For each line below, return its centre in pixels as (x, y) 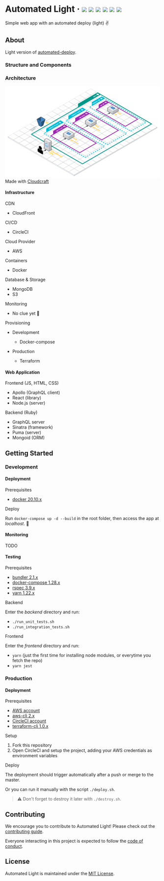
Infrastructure (20, 193)
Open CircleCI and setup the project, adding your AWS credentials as (82, 750)
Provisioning (18, 323)
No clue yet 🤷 (26, 313)
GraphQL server (28, 422)
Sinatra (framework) (32, 427)
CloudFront (24, 213)
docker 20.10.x (27, 499)
